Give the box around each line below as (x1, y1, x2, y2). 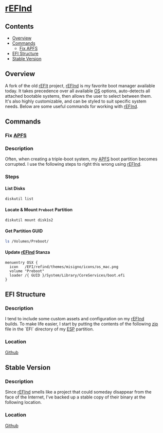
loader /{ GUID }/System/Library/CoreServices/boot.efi (9, 273, 125, 277)
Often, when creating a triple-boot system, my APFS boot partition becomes (5, 156, 158, 162)
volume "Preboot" (9, 268, 45, 274)
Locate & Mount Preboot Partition (5, 207, 73, 213)
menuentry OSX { (5, 260, 38, 265)
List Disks (5, 185, 25, 191)
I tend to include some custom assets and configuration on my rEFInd (5, 316, 145, 322)
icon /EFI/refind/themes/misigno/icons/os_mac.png (9, 264, 119, 269)
